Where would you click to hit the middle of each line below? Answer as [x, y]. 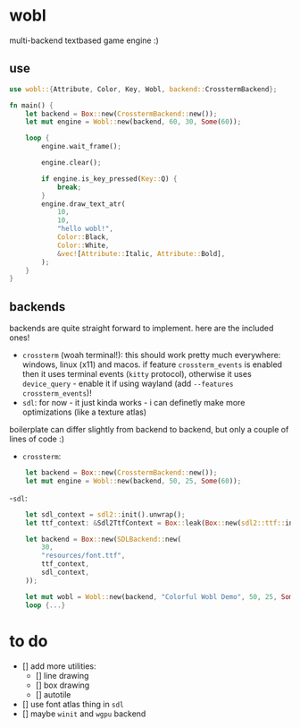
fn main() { [31, 105]
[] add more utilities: [59, 666]
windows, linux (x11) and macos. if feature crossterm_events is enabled [152, 364]
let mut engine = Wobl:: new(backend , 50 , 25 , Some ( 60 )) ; [133, 481]
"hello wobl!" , [85, 229]
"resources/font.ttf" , [83, 556]
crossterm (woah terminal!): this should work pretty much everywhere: [151, 355]
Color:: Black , [83, 237]
